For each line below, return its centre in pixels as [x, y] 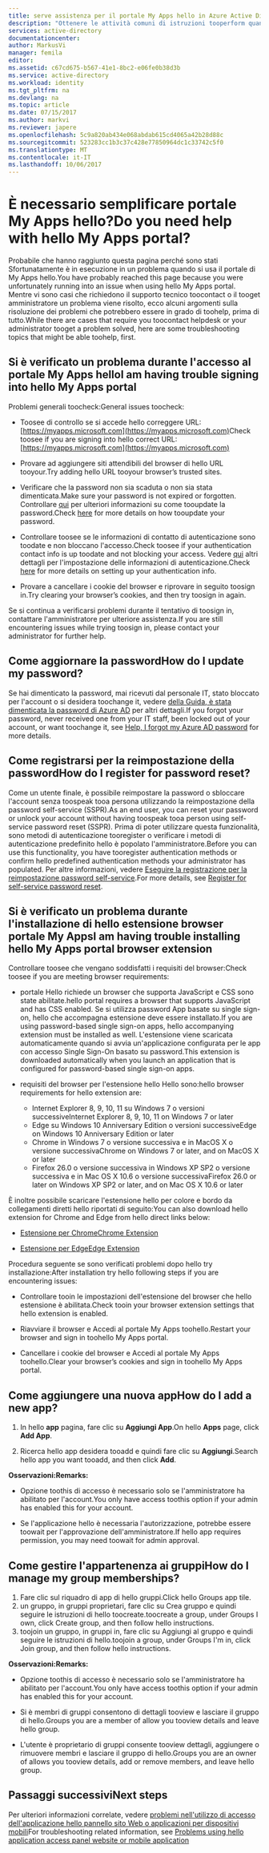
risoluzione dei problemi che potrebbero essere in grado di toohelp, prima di [134, 312]
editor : [21, 61]
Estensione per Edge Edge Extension [80, 1249]
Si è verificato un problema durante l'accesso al [130, 363]
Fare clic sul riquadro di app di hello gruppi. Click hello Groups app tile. [136, 1597]
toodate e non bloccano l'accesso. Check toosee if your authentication [136, 545]
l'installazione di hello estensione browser [116, 923]
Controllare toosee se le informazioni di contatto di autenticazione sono [138, 537]
